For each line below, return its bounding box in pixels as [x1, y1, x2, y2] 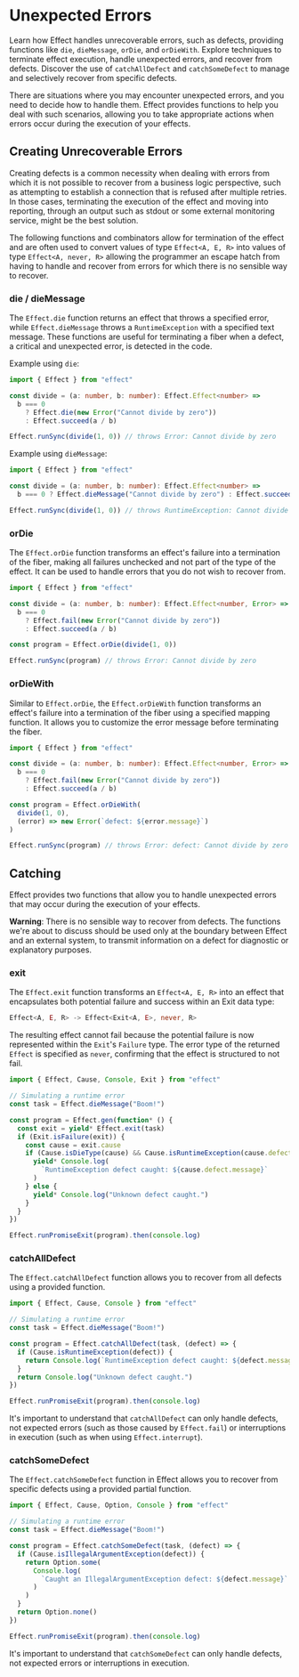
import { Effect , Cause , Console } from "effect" [9, 1299, 198, 1308]
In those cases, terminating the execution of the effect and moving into [9, 196, 269, 207]
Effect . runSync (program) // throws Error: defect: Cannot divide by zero [9, 841, 289, 850]
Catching [9, 865, 61, 881]
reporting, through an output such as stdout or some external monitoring [9, 206, 276, 216]
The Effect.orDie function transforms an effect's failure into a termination [9, 547, 280, 558]
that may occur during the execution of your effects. [9, 899, 201, 910]
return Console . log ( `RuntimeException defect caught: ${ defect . [25, 1356, 269, 1365]
